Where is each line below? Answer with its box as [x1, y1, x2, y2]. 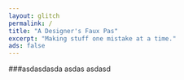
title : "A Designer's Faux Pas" [8, 27, 118, 35]
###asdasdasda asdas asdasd [8, 64, 112, 74]
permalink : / [8, 19, 53, 27]
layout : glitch [8, 11, 60, 20]
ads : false [8, 42, 46, 50]
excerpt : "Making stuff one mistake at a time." [8, 34, 177, 43]
